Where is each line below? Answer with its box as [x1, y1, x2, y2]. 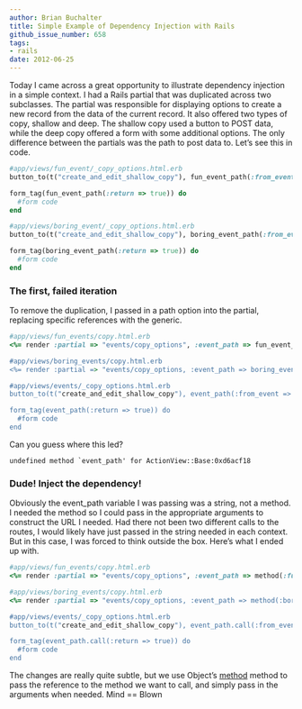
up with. [9, 546, 40, 557]
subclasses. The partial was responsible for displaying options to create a [9, 99, 282, 109]
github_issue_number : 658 [9, 30, 106, 39]
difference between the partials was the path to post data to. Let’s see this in [9, 137, 293, 148]
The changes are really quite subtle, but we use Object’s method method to [9, 670, 288, 681]
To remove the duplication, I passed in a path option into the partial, [9, 305, 260, 316]
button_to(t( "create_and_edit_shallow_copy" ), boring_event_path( [9, 231, 263, 240]
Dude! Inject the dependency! [9, 477, 142, 489]
